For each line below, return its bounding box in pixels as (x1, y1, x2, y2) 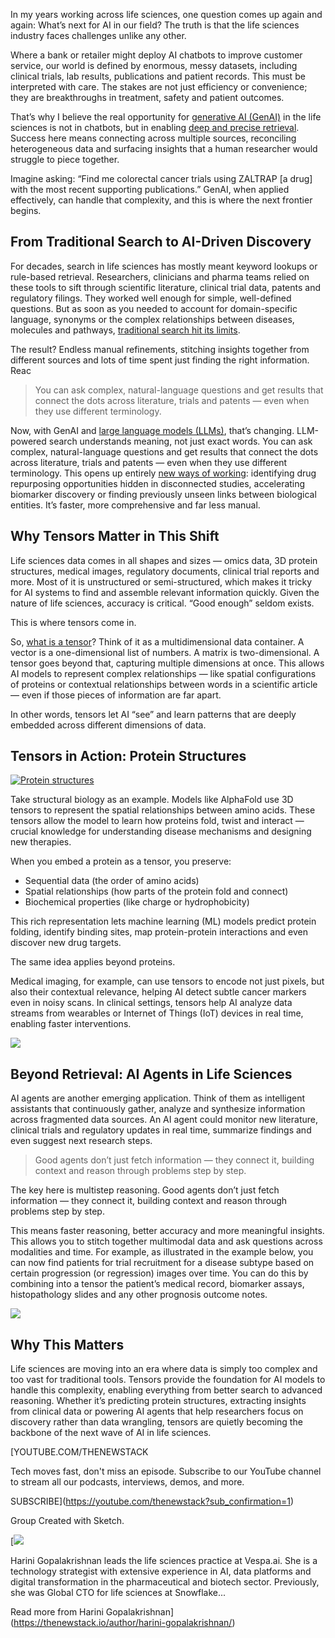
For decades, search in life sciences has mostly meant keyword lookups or (10, 260, 318, 272)
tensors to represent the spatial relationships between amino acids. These (10, 804, 316, 816)
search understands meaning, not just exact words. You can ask (48, 435, 313, 447)
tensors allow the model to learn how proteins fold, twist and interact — (10, 815, 305, 827)
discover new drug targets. (10, 937, 122, 949)
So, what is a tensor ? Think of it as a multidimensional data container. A (10, 635, 305, 648)
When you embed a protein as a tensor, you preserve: (10, 855, 232, 868)
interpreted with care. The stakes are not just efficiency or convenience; (10, 81, 308, 93)
